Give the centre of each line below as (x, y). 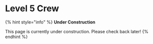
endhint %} (16, 37)
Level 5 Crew (32, 9)
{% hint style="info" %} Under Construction (50, 22)
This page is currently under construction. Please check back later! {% (77, 31)
